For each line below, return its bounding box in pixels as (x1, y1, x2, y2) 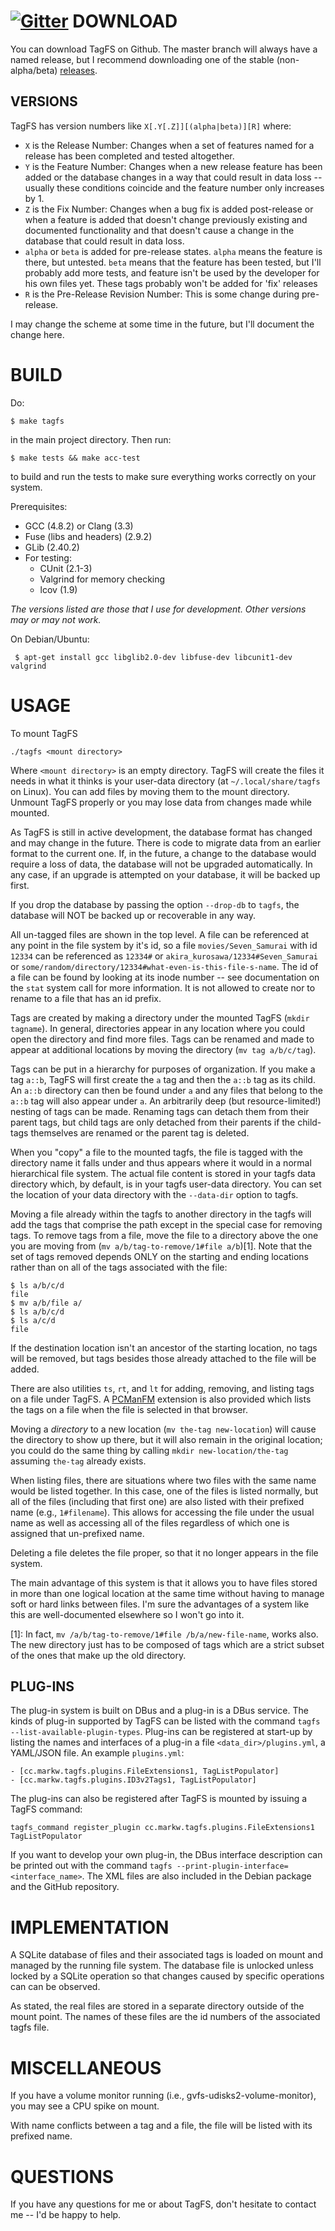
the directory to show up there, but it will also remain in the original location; (10, 1433, 323, 1445)
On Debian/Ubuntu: (10, 633, 90, 645)
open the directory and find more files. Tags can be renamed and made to (10, 1033, 315, 1045)
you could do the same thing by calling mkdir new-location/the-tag (10, 1444, 289, 1456)
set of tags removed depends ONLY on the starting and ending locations (10, 1250, 309, 1262)
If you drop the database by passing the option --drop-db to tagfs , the (10, 898, 300, 910)
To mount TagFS (10, 727, 78, 739)
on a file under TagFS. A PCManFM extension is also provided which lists (10, 1393, 312, 1405)
